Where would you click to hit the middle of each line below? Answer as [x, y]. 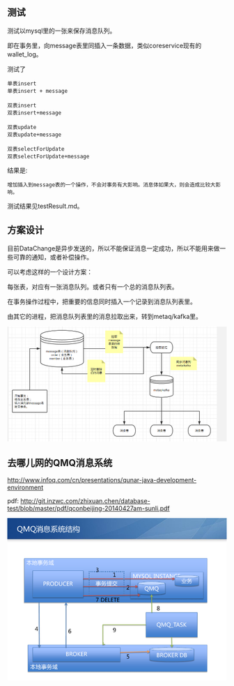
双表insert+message [34, 113]
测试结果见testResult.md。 [45, 206]
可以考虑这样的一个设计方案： [50, 271]
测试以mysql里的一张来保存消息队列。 [62, 31]
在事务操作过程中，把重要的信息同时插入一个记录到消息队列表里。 [102, 301]
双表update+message [34, 135]
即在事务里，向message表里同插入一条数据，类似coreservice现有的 [104, 45]
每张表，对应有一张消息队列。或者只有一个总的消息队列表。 [93, 286]
